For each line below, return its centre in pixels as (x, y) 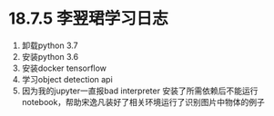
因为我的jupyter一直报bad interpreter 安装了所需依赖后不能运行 (140, 91)
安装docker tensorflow (64, 68)
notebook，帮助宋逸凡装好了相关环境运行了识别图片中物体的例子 (143, 101)
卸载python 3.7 (50, 45)
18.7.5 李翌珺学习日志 (89, 19)
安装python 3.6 (50, 56)
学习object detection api (67, 79)
